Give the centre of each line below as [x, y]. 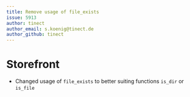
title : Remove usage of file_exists [53, 12]
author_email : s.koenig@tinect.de [50, 29]
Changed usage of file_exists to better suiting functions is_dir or [100, 81]
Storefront [33, 65]
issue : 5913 [21, 18]
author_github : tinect [35, 35]
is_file [25, 89]
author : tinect [26, 23]
